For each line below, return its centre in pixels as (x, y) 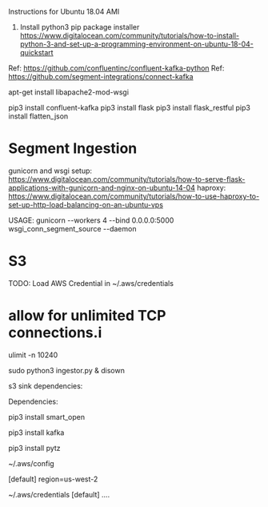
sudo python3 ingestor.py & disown (67, 370)
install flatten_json (38, 116)
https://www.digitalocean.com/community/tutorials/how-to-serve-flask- (127, 179)
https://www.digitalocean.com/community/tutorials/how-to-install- (130, 36)
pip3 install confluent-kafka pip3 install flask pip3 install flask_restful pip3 (129, 108)
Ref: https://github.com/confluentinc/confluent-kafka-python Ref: (116, 68)
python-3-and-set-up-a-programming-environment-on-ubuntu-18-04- (137, 44)
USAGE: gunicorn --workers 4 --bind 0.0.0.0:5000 (91, 220)
